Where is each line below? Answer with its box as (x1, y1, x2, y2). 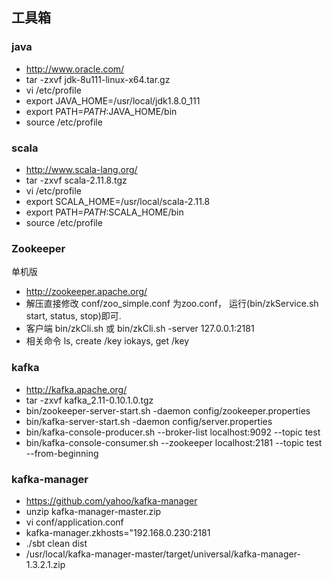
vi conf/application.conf (25, 516, 124, 528)
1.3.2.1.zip (25, 558, 66, 570)
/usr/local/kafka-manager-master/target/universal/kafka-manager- (25, 548, 301, 560)
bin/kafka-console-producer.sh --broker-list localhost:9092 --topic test (25, 426, 321, 438)
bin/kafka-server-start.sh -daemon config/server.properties (25, 415, 273, 427)
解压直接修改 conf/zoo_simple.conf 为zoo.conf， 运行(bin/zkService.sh (25, 298, 319, 310)
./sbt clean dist (25, 537, 88, 549)
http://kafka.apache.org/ (25, 383, 128, 395)
